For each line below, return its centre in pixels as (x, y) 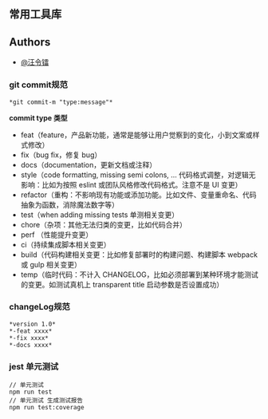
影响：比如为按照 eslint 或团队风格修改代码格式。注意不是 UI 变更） (131, 184)
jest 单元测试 (34, 366)
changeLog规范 (39, 307)
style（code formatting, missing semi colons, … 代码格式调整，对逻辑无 (138, 175)
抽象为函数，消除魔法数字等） (69, 204)
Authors (30, 42)
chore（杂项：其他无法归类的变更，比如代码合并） (103, 224)
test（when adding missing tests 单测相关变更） (100, 215)
